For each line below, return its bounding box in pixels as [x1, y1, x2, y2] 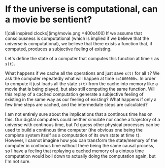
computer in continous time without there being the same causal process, [5, 142, 155, 148]
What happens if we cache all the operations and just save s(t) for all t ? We [5, 70, 160, 76]
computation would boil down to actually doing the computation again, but [5, 153, 156, 159]
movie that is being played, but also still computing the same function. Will [5, 86, 156, 92]
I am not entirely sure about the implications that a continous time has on [5, 111, 153, 117]
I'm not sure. [5, 158, 31, 164]
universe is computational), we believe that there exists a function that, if [5, 40, 153, 46]
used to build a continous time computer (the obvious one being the [5, 127, 143, 133]
